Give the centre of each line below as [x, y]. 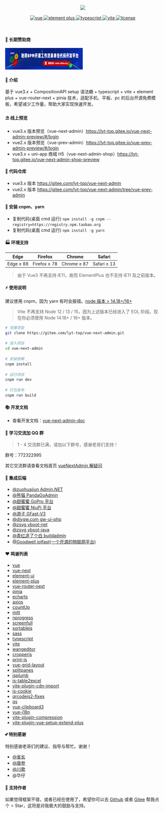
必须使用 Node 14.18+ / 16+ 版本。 [60, 317]
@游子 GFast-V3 [29, 513]
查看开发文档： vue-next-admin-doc [49, 421]
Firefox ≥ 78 [45, 264]
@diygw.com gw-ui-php [37, 519]
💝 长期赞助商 [18, 39]
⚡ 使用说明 [16, 288]
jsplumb [20, 675]
